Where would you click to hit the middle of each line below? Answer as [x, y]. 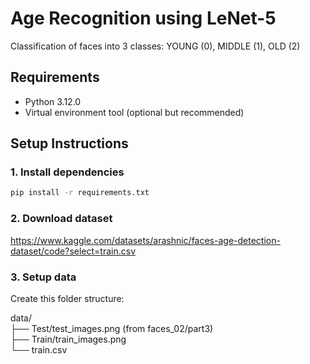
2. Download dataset [61, 219]
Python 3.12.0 [53, 101]
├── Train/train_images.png [68, 339]
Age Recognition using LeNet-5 [143, 18]
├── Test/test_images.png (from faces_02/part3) [112, 328]
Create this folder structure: [67, 298]
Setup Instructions [69, 143]
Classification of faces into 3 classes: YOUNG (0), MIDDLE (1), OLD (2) [155, 46]
